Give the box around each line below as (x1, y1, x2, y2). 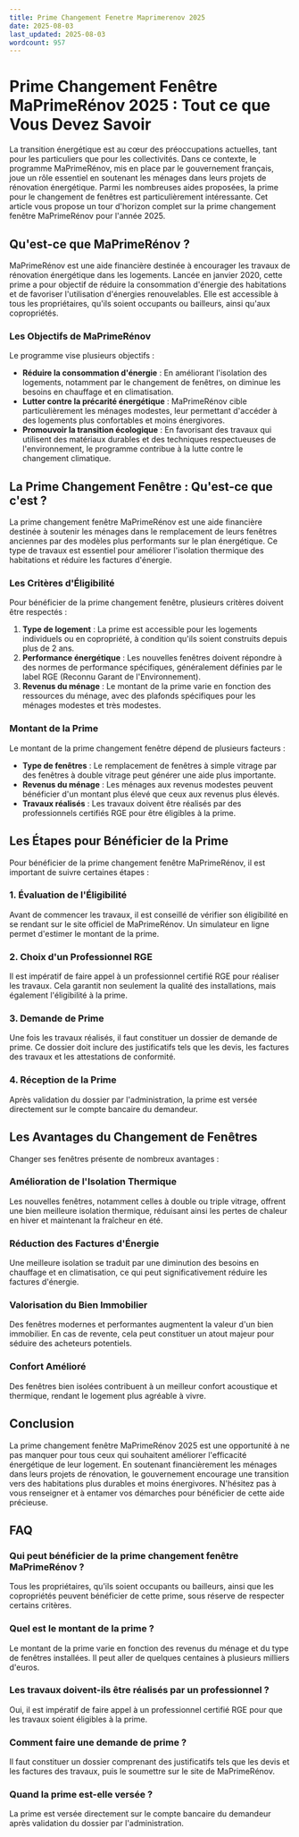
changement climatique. (21, 453, 112, 464)
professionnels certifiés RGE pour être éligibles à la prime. (21, 807, 237, 818)
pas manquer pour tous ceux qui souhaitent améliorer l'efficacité (9, 1449, 247, 1460)
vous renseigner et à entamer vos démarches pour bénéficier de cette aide (9, 1487, 286, 1498)
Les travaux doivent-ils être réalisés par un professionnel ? (9, 1684, 270, 1697)
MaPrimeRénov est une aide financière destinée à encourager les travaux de (9, 260, 291, 271)
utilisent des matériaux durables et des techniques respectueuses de (21, 434, 277, 445)
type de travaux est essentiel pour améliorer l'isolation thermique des (9, 545, 265, 556)
